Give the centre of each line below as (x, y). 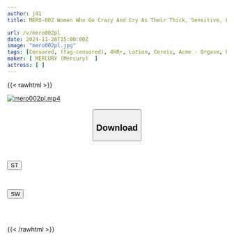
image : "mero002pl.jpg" (42, 46)
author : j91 (24, 14)
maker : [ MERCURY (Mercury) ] (53, 59)
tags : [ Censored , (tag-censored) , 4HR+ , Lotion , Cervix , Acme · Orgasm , (115, 52)
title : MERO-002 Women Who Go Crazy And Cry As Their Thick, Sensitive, (115, 20)
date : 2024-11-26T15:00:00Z (48, 39)
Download (117, 128)
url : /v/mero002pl (34, 33)
